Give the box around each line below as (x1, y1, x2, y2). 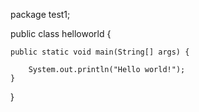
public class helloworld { (10, 28, 112, 39)
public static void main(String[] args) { (10, 47, 190, 57)
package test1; (10, 9, 71, 20)
